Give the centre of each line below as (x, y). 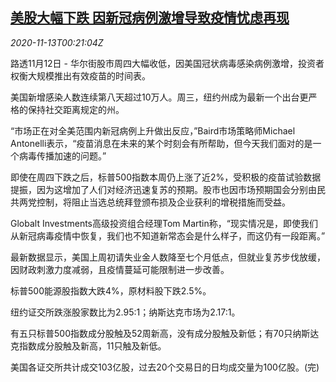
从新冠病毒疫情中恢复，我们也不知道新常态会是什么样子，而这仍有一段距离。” (168, 235)
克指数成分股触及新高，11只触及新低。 (88, 345)
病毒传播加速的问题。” (62, 155)
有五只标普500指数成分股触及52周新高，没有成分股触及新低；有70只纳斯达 (165, 333)
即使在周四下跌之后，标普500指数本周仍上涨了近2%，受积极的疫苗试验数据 (166, 177)
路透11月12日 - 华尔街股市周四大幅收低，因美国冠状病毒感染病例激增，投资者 (167, 63)
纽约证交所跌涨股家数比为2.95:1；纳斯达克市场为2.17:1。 (125, 312)
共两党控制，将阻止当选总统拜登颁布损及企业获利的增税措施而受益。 (150, 202)
